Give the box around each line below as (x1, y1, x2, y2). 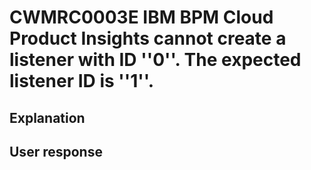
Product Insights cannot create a (9, 27, 287, 50)
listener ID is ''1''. (9, 70, 155, 93)
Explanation (9, 109, 86, 126)
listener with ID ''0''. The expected (9, 49, 302, 71)
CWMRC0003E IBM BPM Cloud (9, 6, 274, 29)
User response (9, 143, 103, 160)
